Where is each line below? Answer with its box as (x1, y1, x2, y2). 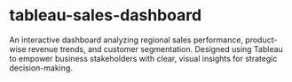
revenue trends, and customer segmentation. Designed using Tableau (28, 43, 284, 54)
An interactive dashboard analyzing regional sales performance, (9, 34, 244, 45)
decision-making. (9, 63, 74, 73)
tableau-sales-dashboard (9, 5, 202, 26)
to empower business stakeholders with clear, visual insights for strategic (9, 53, 278, 63)
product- (245, 34, 278, 45)
